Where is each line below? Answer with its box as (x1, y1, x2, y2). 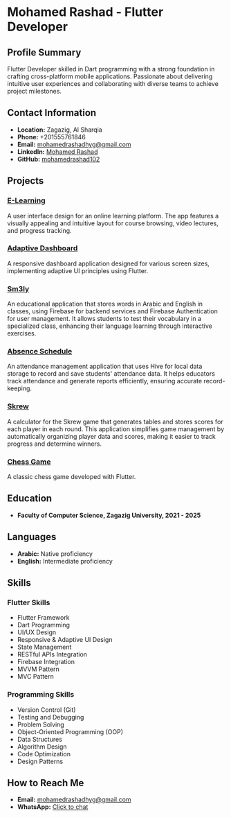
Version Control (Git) (17, 705, 76, 714)
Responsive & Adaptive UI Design (17, 636, 113, 644)
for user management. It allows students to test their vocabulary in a (7, 315, 202, 323)
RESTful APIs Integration (17, 650, 88, 659)
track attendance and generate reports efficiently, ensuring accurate (7, 377, 203, 385)
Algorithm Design (17, 742, 67, 751)
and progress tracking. (7, 226, 72, 234)
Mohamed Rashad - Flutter (7, 4, 164, 20)
